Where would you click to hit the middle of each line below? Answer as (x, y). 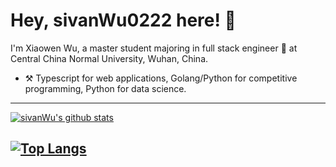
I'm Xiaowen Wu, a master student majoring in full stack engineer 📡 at (154, 48)
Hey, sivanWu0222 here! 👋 (123, 20)
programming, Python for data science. (105, 88)
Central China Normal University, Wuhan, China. (109, 58)
